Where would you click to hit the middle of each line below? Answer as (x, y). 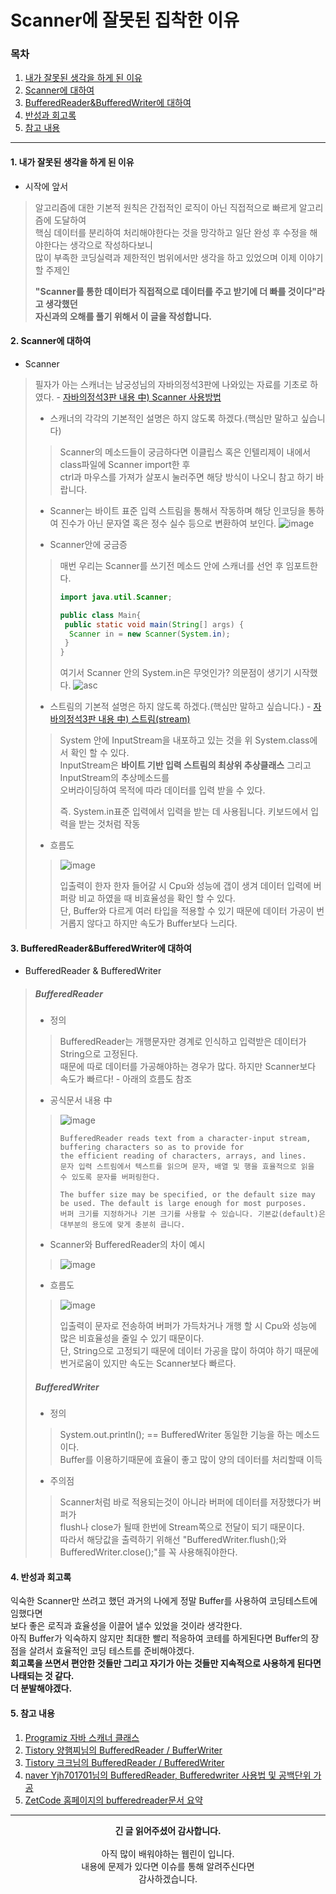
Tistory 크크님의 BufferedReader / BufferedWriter (124, 1762)
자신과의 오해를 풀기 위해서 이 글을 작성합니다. (123, 316)
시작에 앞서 (46, 186)
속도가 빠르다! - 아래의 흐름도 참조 (126, 1079)
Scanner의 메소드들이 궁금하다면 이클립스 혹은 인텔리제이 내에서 (185, 452)
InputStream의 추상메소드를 (114, 778)
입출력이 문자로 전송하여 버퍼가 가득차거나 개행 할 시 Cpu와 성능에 (188, 1326)
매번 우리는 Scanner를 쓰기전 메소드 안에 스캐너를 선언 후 (171, 565)
